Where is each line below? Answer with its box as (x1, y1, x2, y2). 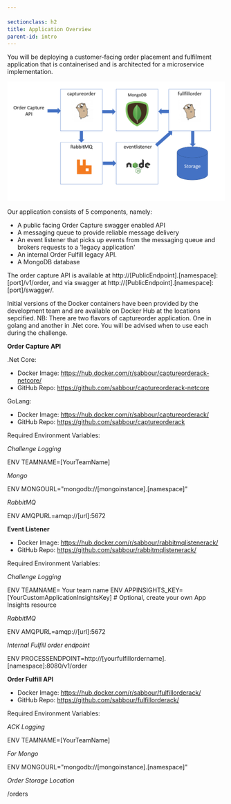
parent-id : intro (7, 33, 57, 40)
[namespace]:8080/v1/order (7, 661, 88, 670)
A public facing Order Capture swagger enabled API (17, 221, 166, 230)
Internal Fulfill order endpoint (7, 641, 90, 650)
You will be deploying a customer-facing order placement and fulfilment (7, 53, 212, 62)
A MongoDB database (17, 258, 80, 266)
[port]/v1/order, (7, 279, 50, 287)
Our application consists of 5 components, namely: (7, 208, 152, 216)
